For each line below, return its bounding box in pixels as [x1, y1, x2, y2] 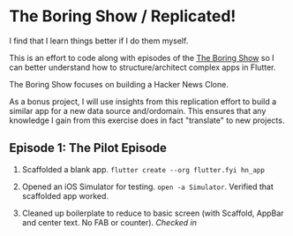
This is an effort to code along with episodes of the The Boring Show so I [9, 52, 275, 63]
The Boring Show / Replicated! [9, 6, 237, 27]
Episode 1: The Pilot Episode [9, 141, 168, 156]
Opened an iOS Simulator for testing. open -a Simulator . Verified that [21, 181, 274, 192]
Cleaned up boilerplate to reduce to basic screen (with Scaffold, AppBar [21, 208, 284, 218]
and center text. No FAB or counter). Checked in [21, 217, 197, 227]
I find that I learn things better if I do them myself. [9, 35, 189, 46]
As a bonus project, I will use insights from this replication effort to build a [9, 95, 277, 107]
